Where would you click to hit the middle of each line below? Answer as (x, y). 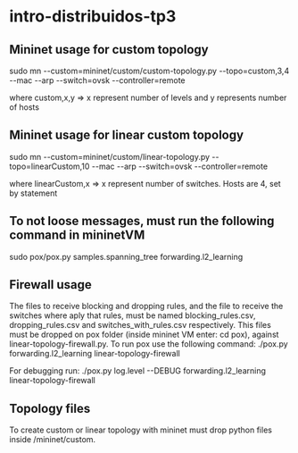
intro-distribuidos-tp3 (93, 17)
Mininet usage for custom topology (109, 50)
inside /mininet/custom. (53, 440)
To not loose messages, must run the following (142, 221)
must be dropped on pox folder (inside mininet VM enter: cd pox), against (144, 335)
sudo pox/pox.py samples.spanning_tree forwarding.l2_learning (126, 256)
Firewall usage (50, 285)
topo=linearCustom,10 (50, 166)
